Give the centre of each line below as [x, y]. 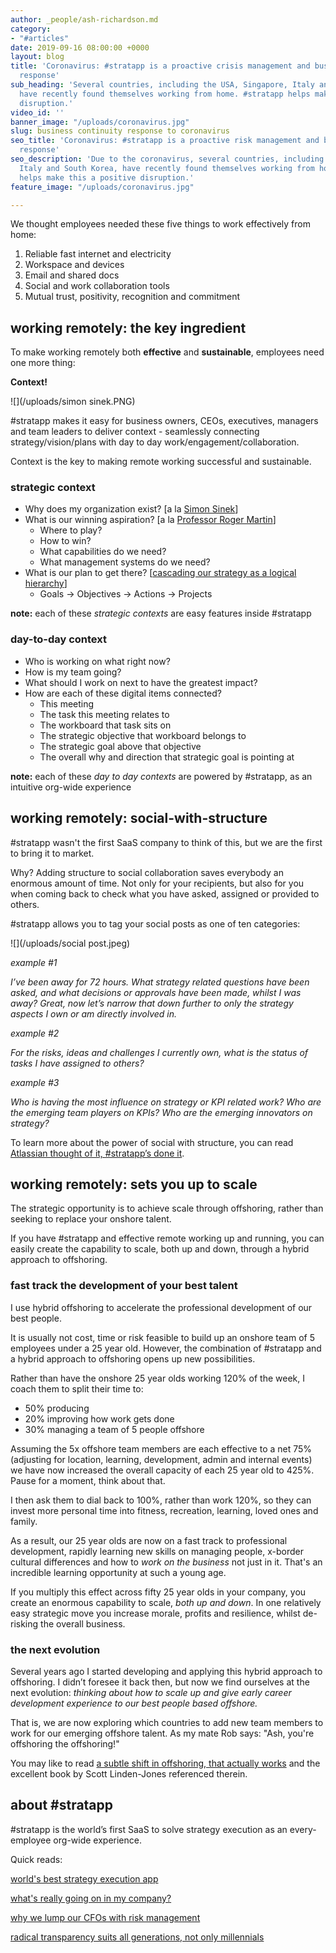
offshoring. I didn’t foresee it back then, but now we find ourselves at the [160, 1682]
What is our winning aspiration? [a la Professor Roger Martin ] [150, 520]
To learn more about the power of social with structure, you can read [152, 1142]
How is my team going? [73, 672]
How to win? [65, 541]
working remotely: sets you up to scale [134, 1184]
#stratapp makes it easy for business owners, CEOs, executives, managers [164, 421]
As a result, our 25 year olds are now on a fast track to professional [149, 1540]
